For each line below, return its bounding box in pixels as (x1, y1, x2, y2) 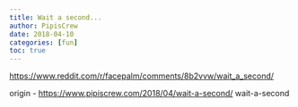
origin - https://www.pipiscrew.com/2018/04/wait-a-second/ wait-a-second (9, 88, 290, 99)
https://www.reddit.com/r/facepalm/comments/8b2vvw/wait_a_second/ (9, 70, 275, 81)
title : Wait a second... (9, 12, 102, 22)
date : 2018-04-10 (9, 29, 74, 38)
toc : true (9, 46, 47, 55)
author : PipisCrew (9, 21, 78, 30)
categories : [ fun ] (9, 37, 78, 47)
